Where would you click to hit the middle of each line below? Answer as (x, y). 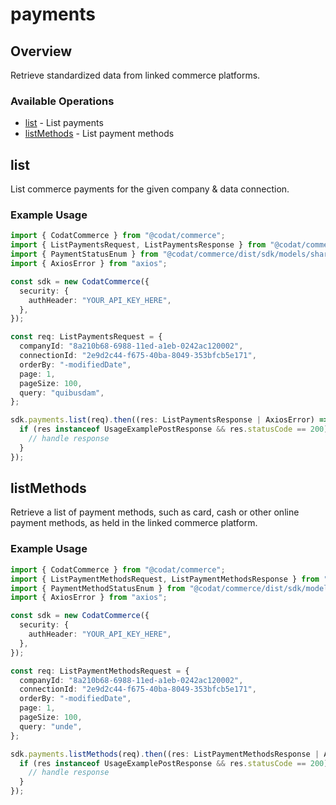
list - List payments (64, 123)
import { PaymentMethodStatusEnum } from (98, 588)
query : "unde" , (51, 726)
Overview (41, 51)
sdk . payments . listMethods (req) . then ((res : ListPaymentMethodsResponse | (165, 754)
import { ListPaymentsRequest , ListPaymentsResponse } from (138, 245)
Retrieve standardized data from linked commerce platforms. (135, 75)
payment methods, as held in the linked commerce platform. (134, 523)
